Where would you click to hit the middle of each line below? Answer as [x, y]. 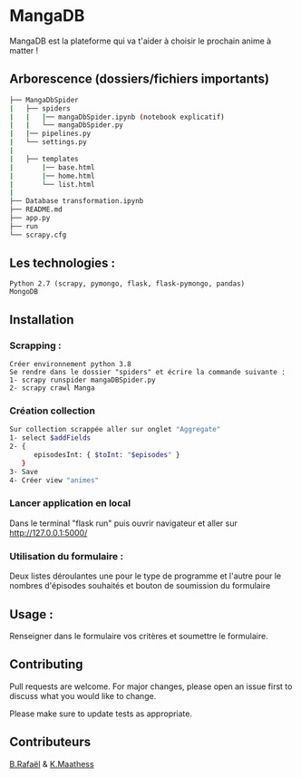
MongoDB [24, 292]
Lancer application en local [70, 503]
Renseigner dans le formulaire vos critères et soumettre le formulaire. [139, 636]
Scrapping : [35, 345]
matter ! [24, 50]
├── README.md [36, 209]
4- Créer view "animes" [54, 480]
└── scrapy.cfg [38, 235]
